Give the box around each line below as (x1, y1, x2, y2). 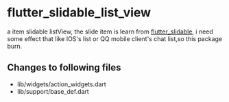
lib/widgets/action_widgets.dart (16, 80, 106, 88)
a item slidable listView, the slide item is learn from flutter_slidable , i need (7, 27, 214, 36)
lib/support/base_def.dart (16, 87, 89, 95)
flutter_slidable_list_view (7, 5, 152, 21)
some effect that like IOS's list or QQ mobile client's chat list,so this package (7, 34, 223, 42)
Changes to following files (7, 62, 121, 73)
